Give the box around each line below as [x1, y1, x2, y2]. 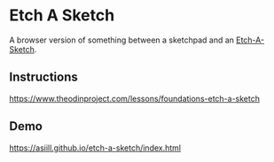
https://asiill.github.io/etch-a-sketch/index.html [9, 143, 182, 153]
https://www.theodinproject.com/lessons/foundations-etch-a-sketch [9, 93, 260, 104]
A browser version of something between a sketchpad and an [9, 35, 235, 45]
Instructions [9, 70, 78, 85]
